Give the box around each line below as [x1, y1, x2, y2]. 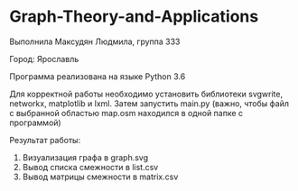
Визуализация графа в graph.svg [22, 151, 149, 163]
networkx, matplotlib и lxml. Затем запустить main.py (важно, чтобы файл [9, 97, 290, 109]
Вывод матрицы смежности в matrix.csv [22, 171, 179, 182]
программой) [9, 117, 61, 128]
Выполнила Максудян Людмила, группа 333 [9, 36, 181, 47]
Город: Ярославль [9, 53, 79, 64]
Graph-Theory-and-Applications [9, 6, 259, 27]
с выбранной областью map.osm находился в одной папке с [9, 107, 244, 118]
